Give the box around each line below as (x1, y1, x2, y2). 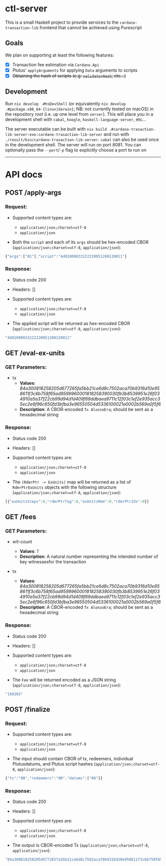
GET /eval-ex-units (5, 349, 65, 358)
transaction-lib (5, 25, 39, 30)
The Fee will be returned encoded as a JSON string (12, 677, 116, 683)
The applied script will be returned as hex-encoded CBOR (12, 320, 130, 326)
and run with (103, 131, 129, 137)
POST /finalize (5, 705, 50, 714)
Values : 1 (19, 548, 39, 554)
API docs (5, 169, 43, 180)
